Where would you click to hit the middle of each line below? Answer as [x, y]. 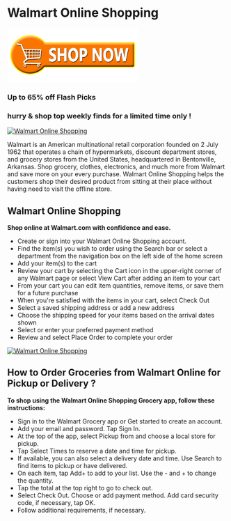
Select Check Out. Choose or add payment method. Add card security [118, 495]
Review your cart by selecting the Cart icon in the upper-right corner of [119, 270]
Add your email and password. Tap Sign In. [79, 428]
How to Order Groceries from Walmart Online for [114, 373]
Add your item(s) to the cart [57, 263]
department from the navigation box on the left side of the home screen [120, 256]
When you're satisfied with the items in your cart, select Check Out [113, 300]
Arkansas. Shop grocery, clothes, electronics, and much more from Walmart [116, 167]
